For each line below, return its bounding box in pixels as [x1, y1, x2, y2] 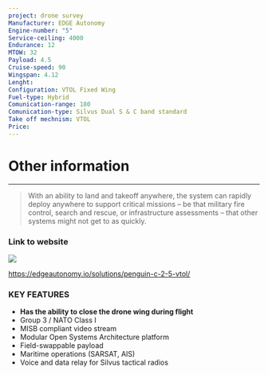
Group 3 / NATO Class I [19, 315, 97, 325]
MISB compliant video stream [19, 324, 117, 334]
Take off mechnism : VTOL [8, 115, 91, 123]
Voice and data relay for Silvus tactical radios [19, 357, 169, 367]
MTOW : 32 [8, 49, 37, 57]
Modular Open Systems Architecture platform [19, 332, 170, 342]
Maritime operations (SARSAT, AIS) [19, 350, 136, 359]
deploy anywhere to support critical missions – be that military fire [27, 199, 246, 209]
